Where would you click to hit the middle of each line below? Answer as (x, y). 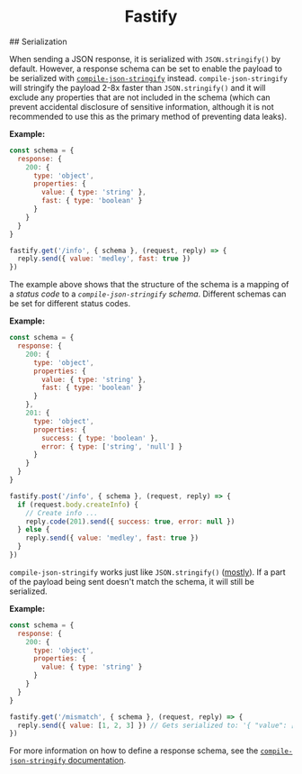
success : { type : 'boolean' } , (100, 438)
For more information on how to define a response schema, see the (134, 751)
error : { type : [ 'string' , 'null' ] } (112, 446)
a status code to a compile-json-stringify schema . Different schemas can (148, 294)
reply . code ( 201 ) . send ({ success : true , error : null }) (130, 521)
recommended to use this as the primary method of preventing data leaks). (148, 116)
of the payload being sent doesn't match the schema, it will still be (132, 581)
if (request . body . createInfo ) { (78, 505)
